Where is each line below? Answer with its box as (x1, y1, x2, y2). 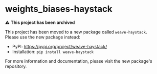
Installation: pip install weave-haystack (12, 49, 94, 55)
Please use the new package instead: (5, 34, 81, 40)
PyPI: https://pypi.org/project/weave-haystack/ (12, 43, 108, 49)
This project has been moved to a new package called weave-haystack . (5, 29, 148, 35)
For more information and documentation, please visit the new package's (5, 58, 153, 64)
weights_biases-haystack (5, 3, 112, 15)
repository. (5, 63, 27, 69)
